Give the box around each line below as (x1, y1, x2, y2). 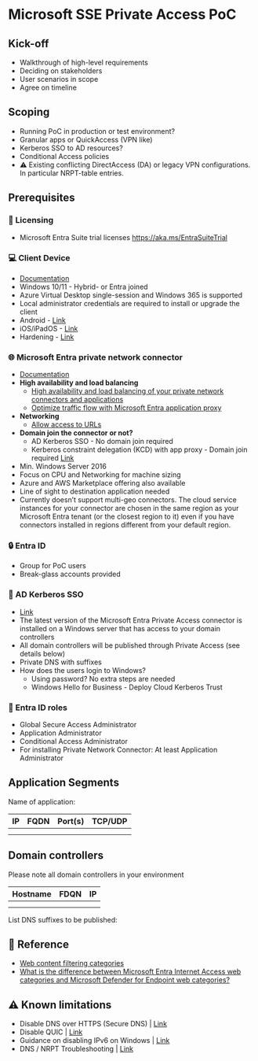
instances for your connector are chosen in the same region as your (19, 504, 239, 513)
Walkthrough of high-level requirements (19, 57, 149, 67)
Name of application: (8, 797, 76, 806)
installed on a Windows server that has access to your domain (19, 623, 221, 633)
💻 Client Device (8, 253, 71, 264)
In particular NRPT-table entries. (19, 168, 124, 178)
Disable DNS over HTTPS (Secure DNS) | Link (19, 1019, 167, 1029)
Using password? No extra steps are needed (31, 674, 176, 683)
